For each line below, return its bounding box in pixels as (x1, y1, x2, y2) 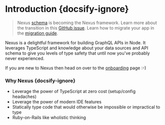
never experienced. (5, 55, 45, 61)
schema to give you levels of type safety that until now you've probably (5, 50, 150, 56)
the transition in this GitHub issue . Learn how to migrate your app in (17, 25, 154, 31)
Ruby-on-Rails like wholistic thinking (12, 115, 86, 121)
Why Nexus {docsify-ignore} (5, 77, 76, 84)
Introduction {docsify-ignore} (5, 3, 129, 15)
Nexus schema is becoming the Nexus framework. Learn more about (17, 20, 157, 26)
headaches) (12, 94, 37, 99)
